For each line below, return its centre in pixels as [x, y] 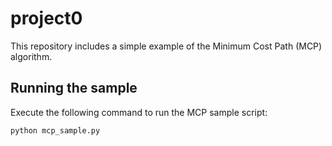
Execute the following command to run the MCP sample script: [139, 112]
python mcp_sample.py [55, 130]
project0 [46, 18]
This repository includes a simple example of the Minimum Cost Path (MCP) [166, 46]
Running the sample [74, 88]
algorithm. [31, 56]
